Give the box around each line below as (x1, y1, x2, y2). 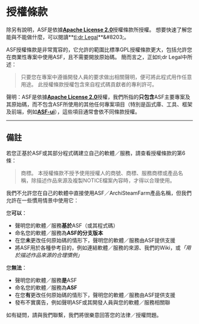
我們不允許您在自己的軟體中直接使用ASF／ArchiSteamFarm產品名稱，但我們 (6, 189, 192, 196)
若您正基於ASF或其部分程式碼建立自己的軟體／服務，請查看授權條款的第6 (6, 149, 185, 157)
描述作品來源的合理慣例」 (20, 251, 83, 258)
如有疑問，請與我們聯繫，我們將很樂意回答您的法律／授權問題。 (6, 311, 162, 318)
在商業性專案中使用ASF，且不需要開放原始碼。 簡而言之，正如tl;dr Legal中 (6, 53, 188, 60)
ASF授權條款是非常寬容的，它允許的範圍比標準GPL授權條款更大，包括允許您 (6, 46, 192, 53)
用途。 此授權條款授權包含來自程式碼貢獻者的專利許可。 (20, 80, 158, 88)
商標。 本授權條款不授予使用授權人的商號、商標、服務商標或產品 (20, 169, 178, 176)
